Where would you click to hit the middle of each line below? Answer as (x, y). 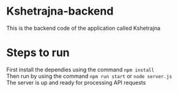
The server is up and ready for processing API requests (76, 82)
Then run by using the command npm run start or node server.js (89, 76)
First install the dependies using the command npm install (80, 69)
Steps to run (38, 53)
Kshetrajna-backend (60, 11)
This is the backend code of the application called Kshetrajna (83, 28)
